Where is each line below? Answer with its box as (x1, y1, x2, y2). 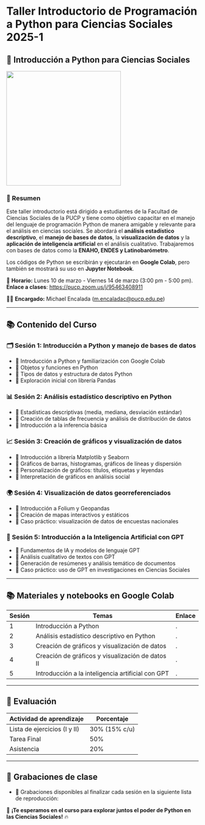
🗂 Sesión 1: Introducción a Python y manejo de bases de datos (6, 341, 196, 349)
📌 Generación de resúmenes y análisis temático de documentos (15, 560, 176, 567)
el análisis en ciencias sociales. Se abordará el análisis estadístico (6, 227, 175, 234)
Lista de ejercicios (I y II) (9, 725, 80, 733)
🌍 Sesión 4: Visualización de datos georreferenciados (6, 489, 171, 497)
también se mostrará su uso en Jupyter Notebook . (6, 265, 134, 272)
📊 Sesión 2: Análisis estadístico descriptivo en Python (6, 392, 172, 401)
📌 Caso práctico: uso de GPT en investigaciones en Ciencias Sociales (15, 566, 190, 573)
